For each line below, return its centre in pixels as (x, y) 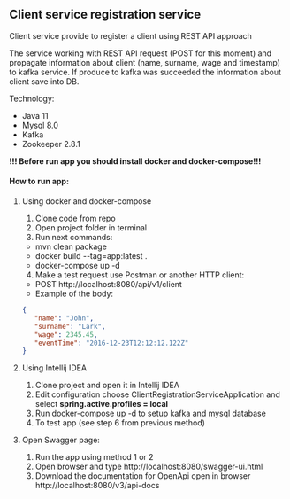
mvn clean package (71, 246)
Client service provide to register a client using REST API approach (130, 35)
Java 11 (35, 115)
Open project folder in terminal (91, 228)
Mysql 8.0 (40, 125)
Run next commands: (74, 238)
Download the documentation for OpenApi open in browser (143, 476)
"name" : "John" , (64, 318)
